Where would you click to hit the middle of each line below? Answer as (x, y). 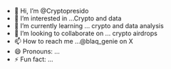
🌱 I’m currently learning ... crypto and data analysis (89, 26)
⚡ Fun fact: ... (33, 59)
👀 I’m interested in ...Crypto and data (68, 18)
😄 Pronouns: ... (37, 51)
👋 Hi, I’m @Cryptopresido (51, 11)
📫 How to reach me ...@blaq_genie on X (73, 41)
